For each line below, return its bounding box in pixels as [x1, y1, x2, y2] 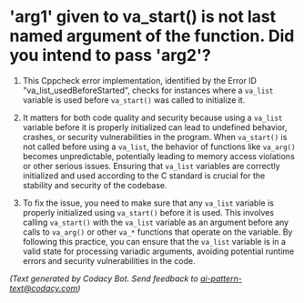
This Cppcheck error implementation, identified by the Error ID [22, 75, 258, 86]
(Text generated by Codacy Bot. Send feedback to [9, 273, 198, 284]
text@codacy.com [9, 282, 78, 293]
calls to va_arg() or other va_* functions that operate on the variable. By [22, 226, 293, 237]
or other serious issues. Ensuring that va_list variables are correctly [22, 160, 280, 171]
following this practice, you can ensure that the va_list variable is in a [22, 236, 287, 247]
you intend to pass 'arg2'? [9, 45, 211, 66]
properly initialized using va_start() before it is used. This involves [22, 207, 275, 217]
